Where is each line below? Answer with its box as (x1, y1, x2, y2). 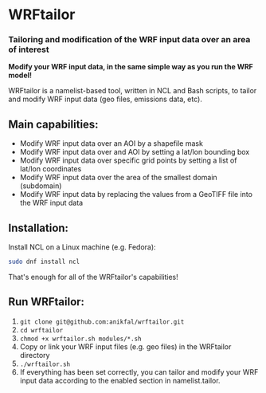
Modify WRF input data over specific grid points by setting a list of (19, 155, 237, 165)
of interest (8, 44, 49, 55)
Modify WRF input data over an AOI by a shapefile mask (19, 139, 203, 148)
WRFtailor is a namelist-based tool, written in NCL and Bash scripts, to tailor (8, 86, 257, 96)
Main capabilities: (8, 117, 99, 131)
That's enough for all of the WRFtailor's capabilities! (8, 272, 179, 281)
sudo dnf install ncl (8, 257, 80, 266)
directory (19, 350, 50, 360)
